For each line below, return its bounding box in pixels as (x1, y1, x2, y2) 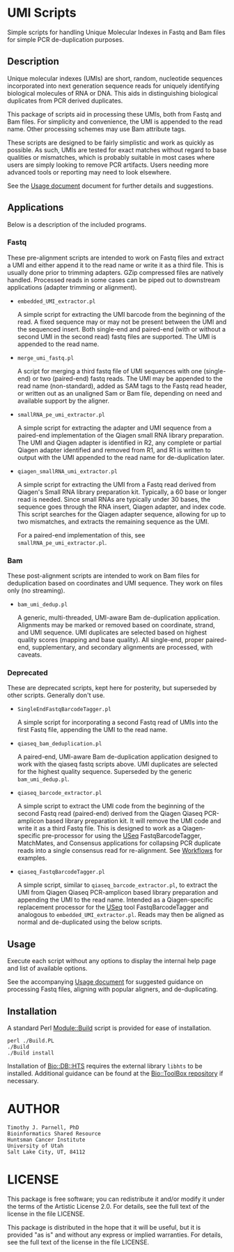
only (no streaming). (7, 586, 65, 595)
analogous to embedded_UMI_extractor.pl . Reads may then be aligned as (17, 911, 224, 919)
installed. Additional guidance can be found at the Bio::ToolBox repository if (7, 1069, 224, 1078)
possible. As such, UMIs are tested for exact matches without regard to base (7, 145, 227, 154)
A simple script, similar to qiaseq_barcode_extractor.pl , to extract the (17, 881, 218, 889)
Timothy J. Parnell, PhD (7, 1124, 79, 1131)
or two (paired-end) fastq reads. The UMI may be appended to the (32, 374, 223, 382)
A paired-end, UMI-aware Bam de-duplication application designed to (17, 752, 218, 761)
